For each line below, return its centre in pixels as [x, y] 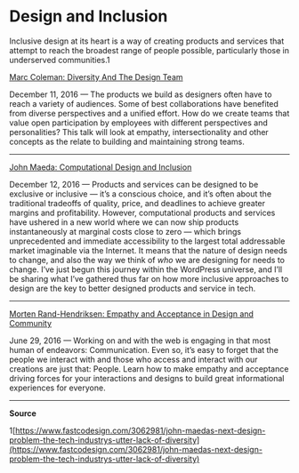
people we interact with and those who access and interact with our [133, 359]
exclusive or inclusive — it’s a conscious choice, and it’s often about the [141, 194]
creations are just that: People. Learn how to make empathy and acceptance [149, 369]
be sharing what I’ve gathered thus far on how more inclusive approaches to [149, 278]
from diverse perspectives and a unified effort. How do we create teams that [149, 113]
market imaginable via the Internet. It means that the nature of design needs [148, 250]
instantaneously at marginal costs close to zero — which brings [125, 231]
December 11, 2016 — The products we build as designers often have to [141, 94]
